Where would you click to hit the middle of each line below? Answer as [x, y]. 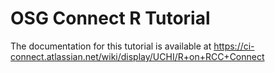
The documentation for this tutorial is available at [111, 46]
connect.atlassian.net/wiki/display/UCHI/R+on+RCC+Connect [137, 56]
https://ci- [234, 46]
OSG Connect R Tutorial [110, 18]
